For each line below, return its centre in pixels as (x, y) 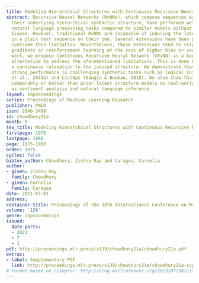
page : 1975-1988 (26, 144)
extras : (16, 255)
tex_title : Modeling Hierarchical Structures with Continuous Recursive (98, 128)
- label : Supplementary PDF (41, 260)
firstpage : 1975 (26, 133)
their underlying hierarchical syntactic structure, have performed (98, 23)
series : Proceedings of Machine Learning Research (70, 100)
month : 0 (17, 122)
